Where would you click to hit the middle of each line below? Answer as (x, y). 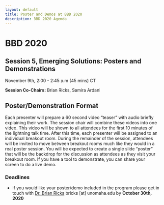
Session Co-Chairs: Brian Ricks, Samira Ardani (53, 90)
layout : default (22, 10)
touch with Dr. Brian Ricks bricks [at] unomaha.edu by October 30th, (82, 193)
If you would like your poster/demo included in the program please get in (86, 188)
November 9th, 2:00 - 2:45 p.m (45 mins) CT (51, 81)
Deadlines (17, 177)
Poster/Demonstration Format (52, 105)
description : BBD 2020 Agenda (36, 19)
